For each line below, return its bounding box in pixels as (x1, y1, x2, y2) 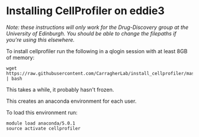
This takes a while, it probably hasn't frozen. (6, 86, 114, 93)
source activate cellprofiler (6, 125, 81, 131)
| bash (6, 76, 23, 81)
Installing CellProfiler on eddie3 (6, 4, 165, 18)
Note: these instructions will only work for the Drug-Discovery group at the (6, 24, 189, 31)
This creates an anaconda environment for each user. (6, 97, 137, 105)
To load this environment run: (6, 109, 78, 116)
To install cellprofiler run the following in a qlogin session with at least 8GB (6, 47, 188, 54)
